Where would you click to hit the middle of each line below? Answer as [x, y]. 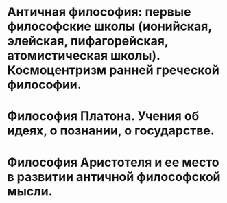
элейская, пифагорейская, [88, 41]
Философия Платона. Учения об [103, 116]
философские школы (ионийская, [109, 26]
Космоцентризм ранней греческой [113, 70]
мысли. [30, 191]
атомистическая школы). [84, 56]
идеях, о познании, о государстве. [111, 131]
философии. [44, 85]
